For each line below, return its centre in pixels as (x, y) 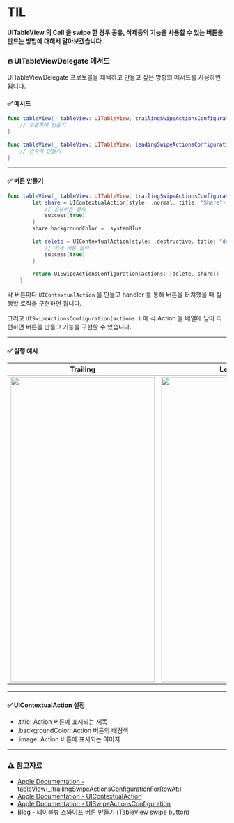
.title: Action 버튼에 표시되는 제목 (62, 722)
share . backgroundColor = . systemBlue (87, 229)
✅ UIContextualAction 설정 (46, 705)
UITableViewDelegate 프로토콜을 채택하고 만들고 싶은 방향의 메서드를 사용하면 (114, 77)
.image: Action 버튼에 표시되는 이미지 (69, 739)
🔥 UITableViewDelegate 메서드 (58, 61)
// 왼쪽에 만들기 (40, 151)
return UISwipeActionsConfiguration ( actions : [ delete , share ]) (126, 274)
